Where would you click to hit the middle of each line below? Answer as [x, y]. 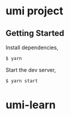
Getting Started [35, 33]
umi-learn [31, 105]
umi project [34, 11]
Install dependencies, [32, 47]
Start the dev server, [31, 69]
